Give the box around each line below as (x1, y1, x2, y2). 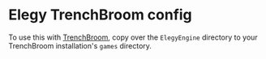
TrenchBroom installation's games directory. (8, 40, 152, 50)
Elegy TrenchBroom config (8, 6, 192, 24)
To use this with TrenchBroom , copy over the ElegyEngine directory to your (8, 32, 258, 42)
